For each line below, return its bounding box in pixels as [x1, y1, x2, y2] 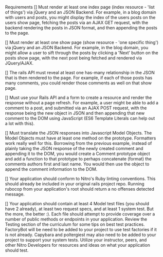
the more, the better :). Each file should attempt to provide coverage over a [5, 211, 155, 217]
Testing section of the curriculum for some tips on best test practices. [5, 221, 145, 227]
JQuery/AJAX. [5, 60, 34, 66]
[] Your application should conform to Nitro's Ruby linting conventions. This [5, 176, 156, 181]
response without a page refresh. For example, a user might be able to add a [5, 100, 159, 105]
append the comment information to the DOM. [5, 166, 98, 172]
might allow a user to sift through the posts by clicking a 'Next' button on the [5, 50, 159, 56]
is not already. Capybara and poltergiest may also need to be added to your [5, 232, 157, 237]
